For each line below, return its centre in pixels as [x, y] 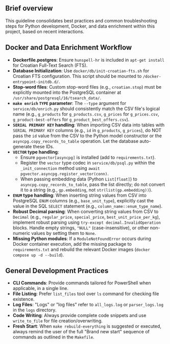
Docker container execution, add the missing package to [72, 244]
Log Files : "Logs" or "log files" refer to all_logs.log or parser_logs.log [88, 305]
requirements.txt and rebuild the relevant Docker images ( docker [81, 249]
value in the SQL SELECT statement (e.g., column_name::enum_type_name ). [88, 206]
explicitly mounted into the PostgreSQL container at [67, 92]
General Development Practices [57, 271]
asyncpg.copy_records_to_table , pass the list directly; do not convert [92, 184]
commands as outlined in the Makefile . [53, 337]
